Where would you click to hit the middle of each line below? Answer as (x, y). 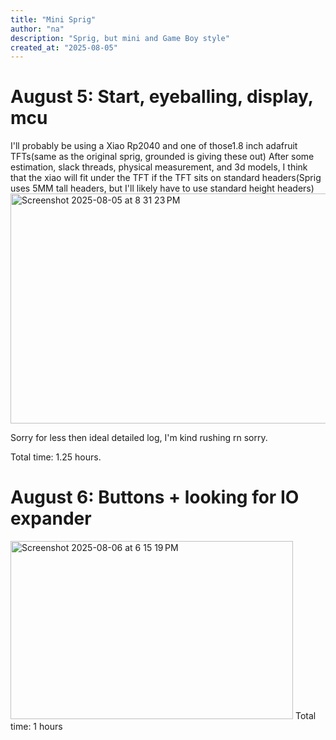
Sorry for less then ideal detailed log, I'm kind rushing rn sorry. (139, 438)
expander (51, 518)
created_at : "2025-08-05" (64, 47)
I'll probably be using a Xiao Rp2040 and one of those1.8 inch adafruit (154, 146)
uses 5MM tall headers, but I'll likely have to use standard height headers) (162, 188)
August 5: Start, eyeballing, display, (162, 97)
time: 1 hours (36, 727)
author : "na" (37, 29)
